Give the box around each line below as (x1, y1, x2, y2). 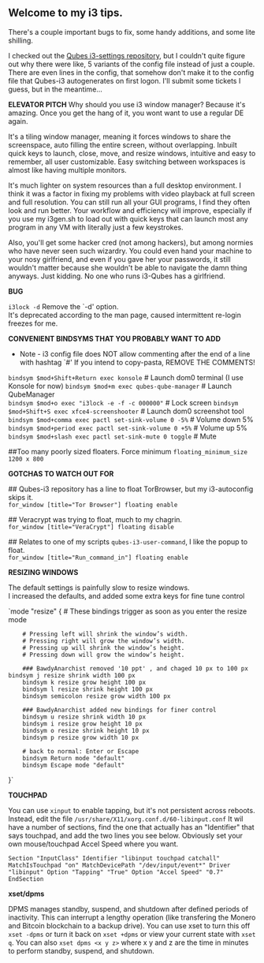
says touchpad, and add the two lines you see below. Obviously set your (8, 830, 243, 840)
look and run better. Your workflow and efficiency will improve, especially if (8, 205, 252, 215)
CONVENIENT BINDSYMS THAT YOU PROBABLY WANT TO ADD (8, 334, 221, 343)
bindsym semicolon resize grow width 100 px (22, 692, 171, 700)
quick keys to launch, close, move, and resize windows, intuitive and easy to (8, 148, 256, 158)
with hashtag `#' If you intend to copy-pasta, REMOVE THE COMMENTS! (19, 357, 255, 367)
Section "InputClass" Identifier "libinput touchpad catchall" (8, 854, 221, 862)
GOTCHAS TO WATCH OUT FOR (8, 468, 114, 478)
